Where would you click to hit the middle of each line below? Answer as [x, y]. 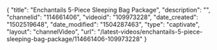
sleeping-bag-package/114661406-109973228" [75, 39]
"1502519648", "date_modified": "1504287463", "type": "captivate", [103, 24]
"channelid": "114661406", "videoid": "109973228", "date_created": [103, 17]
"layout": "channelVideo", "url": [51, 32]
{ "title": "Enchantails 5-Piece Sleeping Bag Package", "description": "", [108, 10]
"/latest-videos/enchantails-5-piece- [150, 32]
